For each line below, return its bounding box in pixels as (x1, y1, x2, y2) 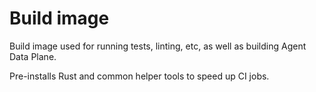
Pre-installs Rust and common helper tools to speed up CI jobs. (9, 70, 270, 82)
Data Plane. (9, 50, 57, 62)
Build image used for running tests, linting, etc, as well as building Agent (9, 40, 307, 52)
